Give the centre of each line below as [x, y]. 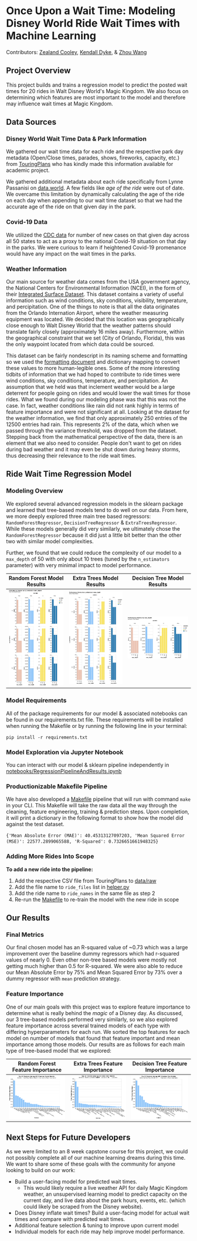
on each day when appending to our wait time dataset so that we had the [94, 201]
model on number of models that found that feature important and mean [93, 1038]
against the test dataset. [35, 824]
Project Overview [38, 71]
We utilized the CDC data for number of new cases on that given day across [98, 235]
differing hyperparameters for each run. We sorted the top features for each [98, 1032]
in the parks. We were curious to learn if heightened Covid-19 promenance [96, 247]
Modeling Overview [35, 491]
